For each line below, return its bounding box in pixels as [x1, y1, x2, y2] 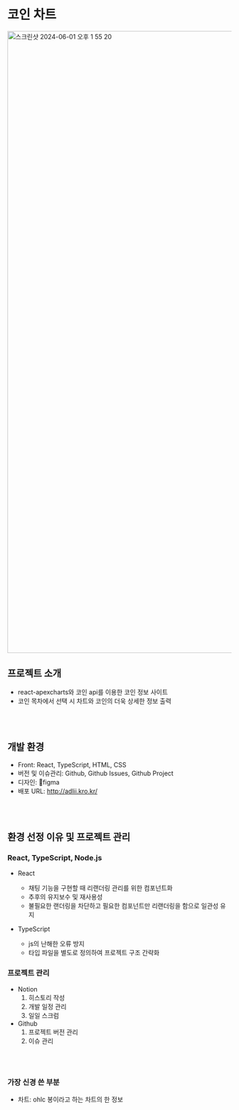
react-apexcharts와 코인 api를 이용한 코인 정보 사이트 [17, 687, 169, 696]
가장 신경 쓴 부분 [7, 1077, 60, 1087]
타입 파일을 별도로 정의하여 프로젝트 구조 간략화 [28, 949, 160, 957]
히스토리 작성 [28, 993, 65, 1001]
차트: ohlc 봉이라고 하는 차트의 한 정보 [17, 1095, 123, 1104]
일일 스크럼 [28, 1011, 59, 1019]
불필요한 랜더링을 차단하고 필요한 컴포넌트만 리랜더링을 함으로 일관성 [28, 902, 219, 910]
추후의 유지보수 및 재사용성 [28, 893, 103, 902]
